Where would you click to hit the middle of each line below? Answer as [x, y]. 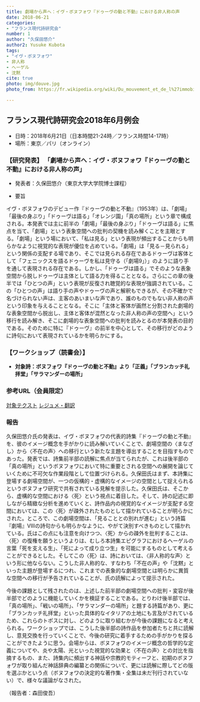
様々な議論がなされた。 [55, 680]
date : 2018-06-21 [28, 17]
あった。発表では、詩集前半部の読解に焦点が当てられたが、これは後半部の [97, 458]
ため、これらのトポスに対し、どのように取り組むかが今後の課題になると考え [100, 620]
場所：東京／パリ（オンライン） [54, 143]
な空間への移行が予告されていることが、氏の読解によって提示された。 [92, 578]
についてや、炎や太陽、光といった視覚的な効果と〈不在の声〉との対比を [100, 650]
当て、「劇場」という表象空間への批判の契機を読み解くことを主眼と [98, 231]
